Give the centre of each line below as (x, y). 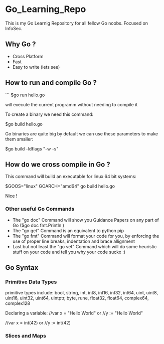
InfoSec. (14, 28)
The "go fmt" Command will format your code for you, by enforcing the (86, 236)
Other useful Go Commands (40, 209)
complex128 (18, 303)
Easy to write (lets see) (36, 67)
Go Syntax (22, 268)
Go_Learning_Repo (46, 9)
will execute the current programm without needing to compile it (71, 104)
